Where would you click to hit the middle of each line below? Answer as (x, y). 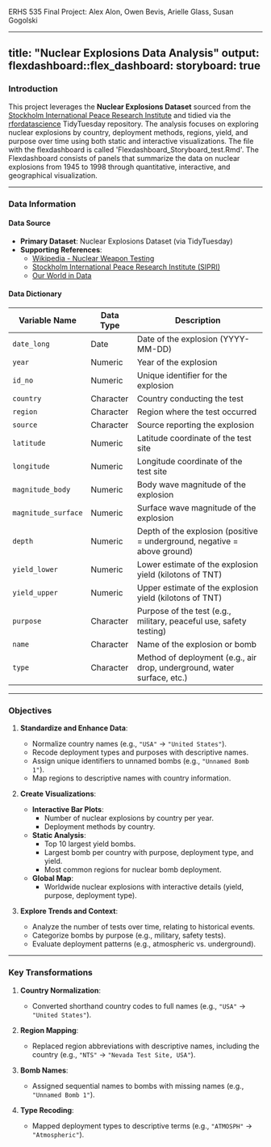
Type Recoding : (47, 1110)
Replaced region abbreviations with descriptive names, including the (146, 1046)
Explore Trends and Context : (69, 911)
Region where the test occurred (197, 412)
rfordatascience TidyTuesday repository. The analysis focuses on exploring (134, 124)
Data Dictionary (35, 294)
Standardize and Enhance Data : (74, 728)
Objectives (30, 710)
